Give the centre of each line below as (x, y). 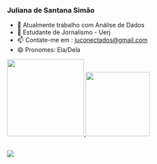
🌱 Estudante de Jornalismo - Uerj (64, 32)
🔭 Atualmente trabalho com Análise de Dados (81, 25)
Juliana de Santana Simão (51, 10)
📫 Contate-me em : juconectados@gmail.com (82, 40)
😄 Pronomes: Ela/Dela (48, 50)
